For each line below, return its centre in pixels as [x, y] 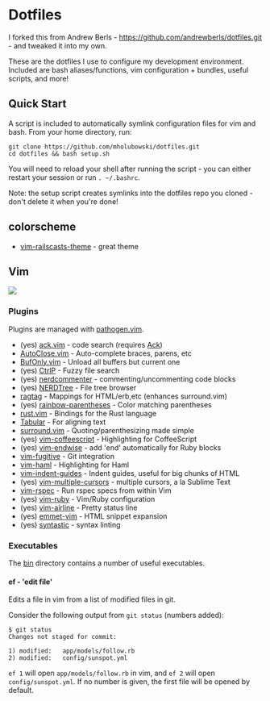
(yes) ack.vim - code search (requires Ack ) [91, 344]
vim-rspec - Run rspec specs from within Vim [96, 490]
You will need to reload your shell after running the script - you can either [130, 169]
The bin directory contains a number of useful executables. [107, 563]
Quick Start [37, 104]
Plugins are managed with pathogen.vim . [76, 329]
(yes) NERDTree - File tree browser [78, 387]
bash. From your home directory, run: [70, 131]
